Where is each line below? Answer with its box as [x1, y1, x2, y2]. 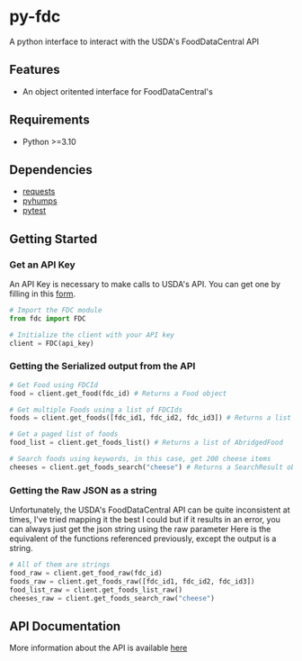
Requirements [9, 113, 90, 128]
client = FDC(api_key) [9, 339, 94, 348]
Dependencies [9, 162, 93, 177]
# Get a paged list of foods [9, 430, 119, 439]
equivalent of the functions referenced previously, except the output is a [9, 533, 277, 544]
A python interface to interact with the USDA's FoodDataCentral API [9, 36, 260, 47]
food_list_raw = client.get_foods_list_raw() [9, 585, 182, 594]
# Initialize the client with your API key [9, 330, 175, 340]
